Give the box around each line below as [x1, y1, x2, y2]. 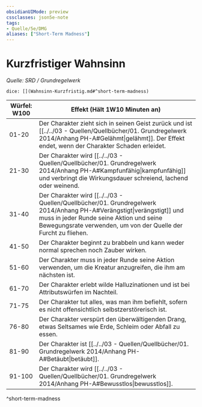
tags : [6, 20, 20, 26]
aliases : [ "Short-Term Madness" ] [6, 31, 90, 37]
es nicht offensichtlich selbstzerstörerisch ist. [38, 306, 167, 314]
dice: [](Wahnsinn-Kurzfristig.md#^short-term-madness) [6, 88, 149, 95]
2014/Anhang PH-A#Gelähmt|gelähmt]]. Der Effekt [38, 134, 185, 143]
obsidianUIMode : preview [6, 8, 69, 15]
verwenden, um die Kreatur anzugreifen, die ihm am [38, 264, 185, 272]
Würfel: [10, 101, 32, 110]
